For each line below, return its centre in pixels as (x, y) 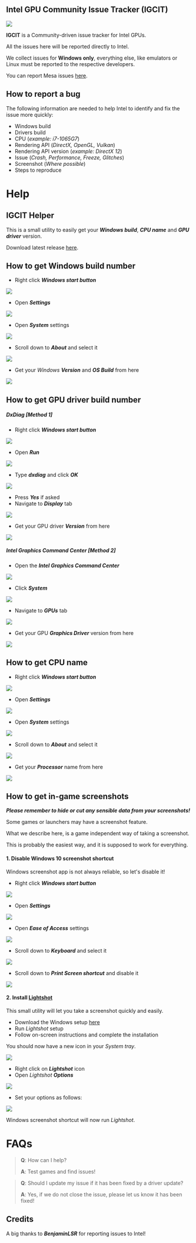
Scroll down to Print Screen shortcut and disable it (77, 973)
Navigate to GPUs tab (41, 610)
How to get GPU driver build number (74, 400)
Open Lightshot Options (44, 1075)
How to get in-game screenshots (67, 796)
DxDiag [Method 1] (29, 415)
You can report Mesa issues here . (47, 76)
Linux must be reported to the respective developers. (71, 64)
